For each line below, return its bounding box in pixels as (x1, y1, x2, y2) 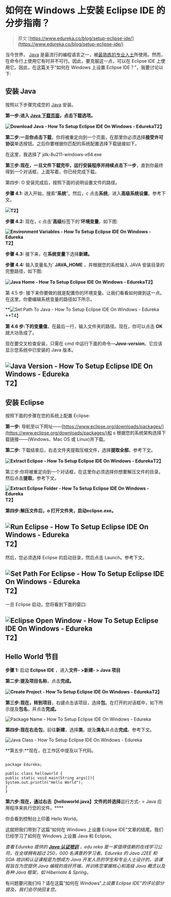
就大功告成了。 (5, 330, 37, 336)
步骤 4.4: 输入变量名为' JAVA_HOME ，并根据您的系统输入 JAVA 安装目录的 (5, 261, 165, 268)
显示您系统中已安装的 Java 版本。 (5, 346, 77, 353)
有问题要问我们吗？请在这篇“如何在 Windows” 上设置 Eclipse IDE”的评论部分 (5, 880, 164, 886)
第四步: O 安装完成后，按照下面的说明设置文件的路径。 (5, 179, 120, 185)
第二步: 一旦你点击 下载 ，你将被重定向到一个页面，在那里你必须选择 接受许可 (5, 134, 163, 140)
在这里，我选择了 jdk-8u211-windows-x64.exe (5, 151, 102, 157)
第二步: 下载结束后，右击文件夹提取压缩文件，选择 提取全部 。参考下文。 (5, 447, 156, 453)
